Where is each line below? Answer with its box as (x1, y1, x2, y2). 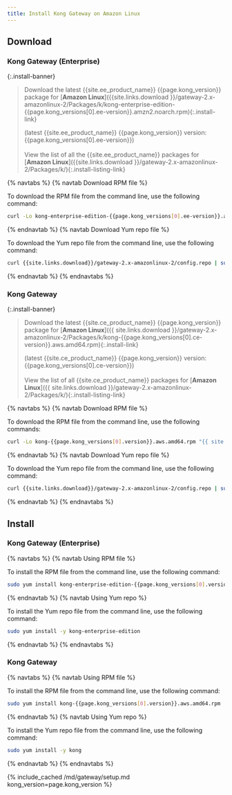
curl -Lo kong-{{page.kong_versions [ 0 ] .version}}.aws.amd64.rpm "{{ (7, 438, 209, 445)
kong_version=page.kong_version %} (7, 780, 113, 788)
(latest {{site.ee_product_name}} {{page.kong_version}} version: (23, 129, 207, 137)
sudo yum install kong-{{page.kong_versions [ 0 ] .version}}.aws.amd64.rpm (7, 700, 221, 707)
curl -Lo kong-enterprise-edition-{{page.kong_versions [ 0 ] (7, 213, 181, 220)
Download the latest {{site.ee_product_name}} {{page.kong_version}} (23, 86, 222, 94)
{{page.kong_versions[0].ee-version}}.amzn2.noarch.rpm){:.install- (23, 108, 216, 116)
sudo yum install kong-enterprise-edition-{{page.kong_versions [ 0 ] (7, 581, 206, 588)
